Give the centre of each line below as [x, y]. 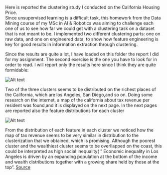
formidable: [17, 70]
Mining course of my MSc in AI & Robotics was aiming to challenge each [79, 23]
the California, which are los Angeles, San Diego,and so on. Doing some [79, 95]
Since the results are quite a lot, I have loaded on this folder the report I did [82, 54]
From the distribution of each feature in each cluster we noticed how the [79, 130]
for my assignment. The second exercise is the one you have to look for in [81, 59]
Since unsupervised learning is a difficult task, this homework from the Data [83, 18]
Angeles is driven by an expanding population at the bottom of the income [81, 156]
